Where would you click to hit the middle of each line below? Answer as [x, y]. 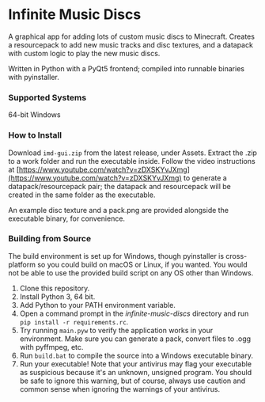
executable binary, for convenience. [66, 218]
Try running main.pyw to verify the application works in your [116, 330]
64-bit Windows [34, 115]
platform [22, 264]
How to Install [35, 135]
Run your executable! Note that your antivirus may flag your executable [135, 364]
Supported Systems [47, 97]
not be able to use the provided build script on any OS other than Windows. [131, 273]
